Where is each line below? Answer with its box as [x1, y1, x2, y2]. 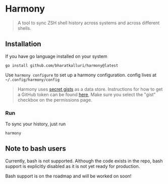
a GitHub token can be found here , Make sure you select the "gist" [17, 91, 156, 98]
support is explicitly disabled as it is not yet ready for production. [5, 163, 140, 169]
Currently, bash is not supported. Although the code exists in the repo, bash [5, 158, 163, 164]
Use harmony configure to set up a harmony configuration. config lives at [5, 72, 157, 78]
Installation [5, 40, 41, 49]
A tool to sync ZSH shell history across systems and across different [17, 20, 160, 26]
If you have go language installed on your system [5, 53, 107, 59]
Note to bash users [5, 145, 67, 153]
